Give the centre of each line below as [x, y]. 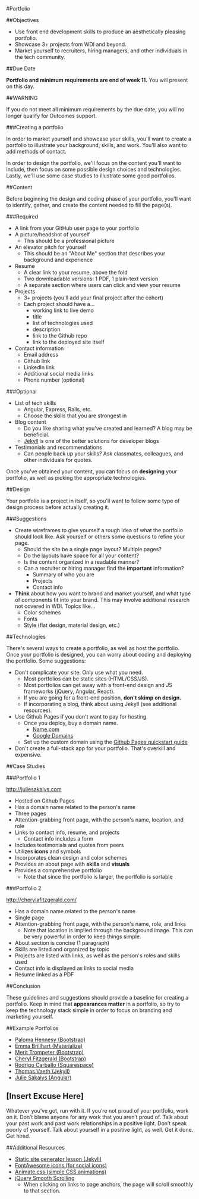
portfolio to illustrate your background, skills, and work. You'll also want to [97, 145]
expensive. [28, 755]
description [46, 329]
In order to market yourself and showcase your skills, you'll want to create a [99, 139]
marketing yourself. [30, 1017]
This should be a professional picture [69, 241]
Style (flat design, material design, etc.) [72, 625]
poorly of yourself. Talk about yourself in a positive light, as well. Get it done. [100, 1129]
